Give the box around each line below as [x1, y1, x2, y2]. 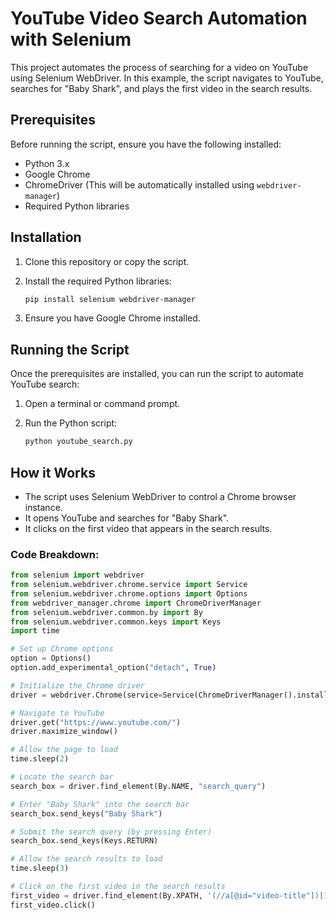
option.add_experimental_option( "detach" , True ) [10, 663, 217, 673]
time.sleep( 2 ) [10, 754, 70, 764]
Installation [10, 229, 82, 246]
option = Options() [10, 653, 92, 664]
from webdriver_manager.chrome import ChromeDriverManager [10, 598, 262, 608]
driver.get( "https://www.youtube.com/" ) [10, 717, 182, 727]
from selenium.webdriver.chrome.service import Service [10, 580, 248, 590]
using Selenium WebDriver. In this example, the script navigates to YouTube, [10, 72, 324, 84]
